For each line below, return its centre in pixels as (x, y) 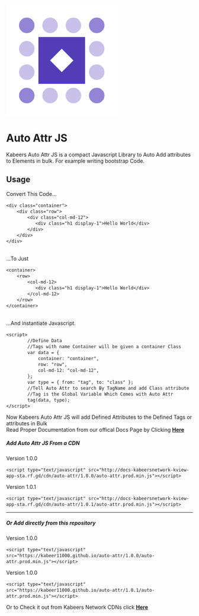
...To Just (17, 258)
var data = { (44, 352)
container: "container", (68, 358)
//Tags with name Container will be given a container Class (105, 346)
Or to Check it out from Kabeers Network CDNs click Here (77, 607)
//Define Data (45, 340)
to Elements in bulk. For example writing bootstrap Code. (76, 161)
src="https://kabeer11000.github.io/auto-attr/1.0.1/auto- (81, 590)
